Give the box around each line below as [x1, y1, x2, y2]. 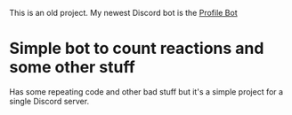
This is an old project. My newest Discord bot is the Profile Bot [9, 8, 238, 18]
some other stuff [9, 57, 135, 78]
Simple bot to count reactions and [9, 39, 264, 58]
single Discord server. [9, 96, 90, 106]
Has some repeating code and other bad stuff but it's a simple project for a [9, 86, 283, 96]
